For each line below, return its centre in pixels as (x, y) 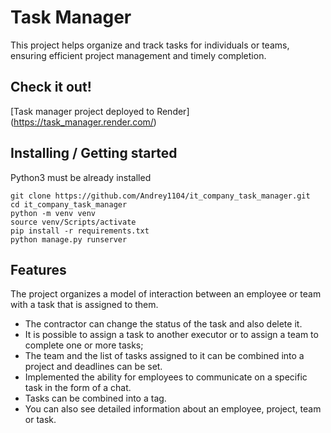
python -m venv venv (53, 213)
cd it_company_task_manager (69, 204)
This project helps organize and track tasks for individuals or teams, (150, 45)
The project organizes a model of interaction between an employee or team (166, 294)
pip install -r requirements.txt (80, 231)
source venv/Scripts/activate (73, 222)
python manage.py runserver (69, 239)
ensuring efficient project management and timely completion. (138, 55)
